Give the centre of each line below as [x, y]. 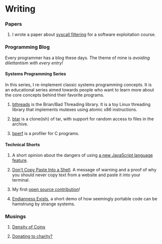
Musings [15, 216]
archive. [20, 124]
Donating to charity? [32, 236]
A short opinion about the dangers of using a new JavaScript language [82, 155]
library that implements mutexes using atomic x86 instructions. [75, 109]
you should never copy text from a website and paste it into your [76, 175]
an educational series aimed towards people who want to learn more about [80, 90]
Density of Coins [29, 227]
